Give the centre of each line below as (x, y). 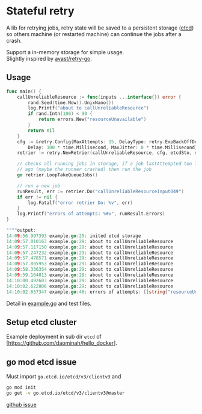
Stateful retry (40, 11)
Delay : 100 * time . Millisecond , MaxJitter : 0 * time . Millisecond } (113, 147)
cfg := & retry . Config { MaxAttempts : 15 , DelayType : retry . (91, 142)
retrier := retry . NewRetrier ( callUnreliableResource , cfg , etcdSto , (105, 153)
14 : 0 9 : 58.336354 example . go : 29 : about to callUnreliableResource (90, 270)
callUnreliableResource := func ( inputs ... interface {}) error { (99, 97)
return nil (41, 131)
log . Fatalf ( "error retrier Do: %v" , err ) (81, 203)
